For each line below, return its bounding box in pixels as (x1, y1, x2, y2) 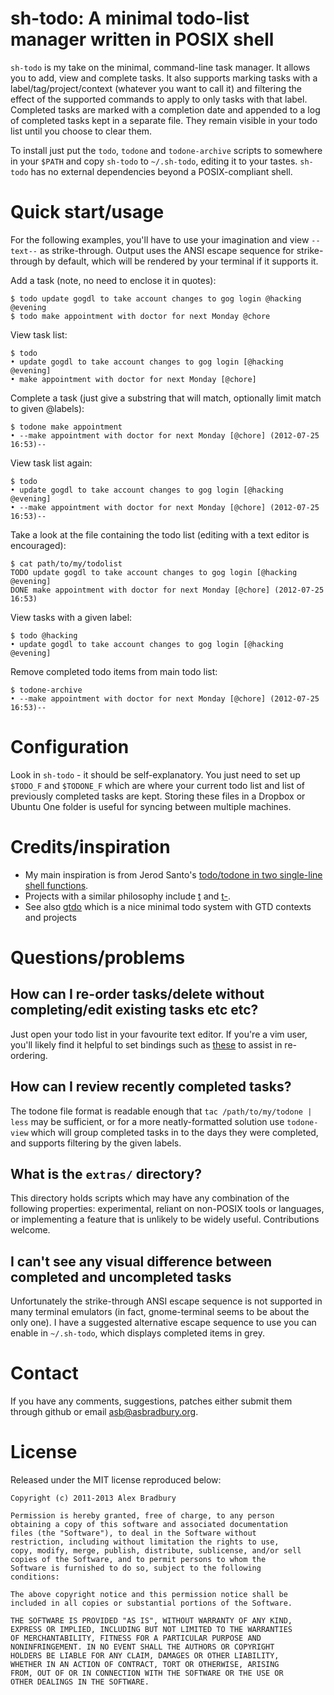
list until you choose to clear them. (10, 125, 153, 137)
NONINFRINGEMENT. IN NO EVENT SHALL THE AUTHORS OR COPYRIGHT (10, 1642, 275, 1652)
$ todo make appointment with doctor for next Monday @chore (10, 311, 271, 321)
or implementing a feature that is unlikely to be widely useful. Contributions (10, 1213, 320, 1226)
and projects (24, 911, 77, 923)
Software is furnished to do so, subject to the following (10, 1563, 262, 1574)
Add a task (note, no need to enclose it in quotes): (10, 274, 217, 286)
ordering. (10, 1049, 48, 1061)
